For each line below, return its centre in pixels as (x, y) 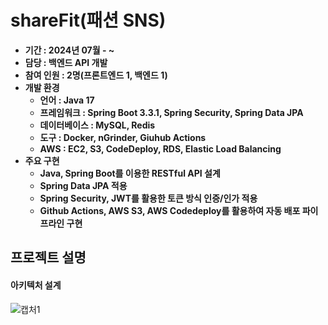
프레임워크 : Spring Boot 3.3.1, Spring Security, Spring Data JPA (171, 112)
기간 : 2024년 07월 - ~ (69, 50)
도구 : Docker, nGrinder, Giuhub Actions (123, 137)
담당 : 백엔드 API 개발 (66, 62)
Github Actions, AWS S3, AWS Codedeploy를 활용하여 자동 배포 (170, 210)
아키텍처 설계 (36, 285)
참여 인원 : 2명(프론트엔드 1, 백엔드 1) (96, 75)
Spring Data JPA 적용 (83, 185)
